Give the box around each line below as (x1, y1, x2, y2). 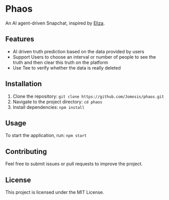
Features (5, 35, 34, 43)
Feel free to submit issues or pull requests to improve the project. (5, 161, 143, 167)
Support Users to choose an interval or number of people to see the (12, 54, 156, 60)
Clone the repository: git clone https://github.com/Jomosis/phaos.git (12, 93, 164, 99)
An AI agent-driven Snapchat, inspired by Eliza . (5, 20, 105, 26)
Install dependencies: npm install (12, 104, 84, 110)
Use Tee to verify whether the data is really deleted (12, 64, 121, 71)
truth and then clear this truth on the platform (12, 59, 109, 65)
